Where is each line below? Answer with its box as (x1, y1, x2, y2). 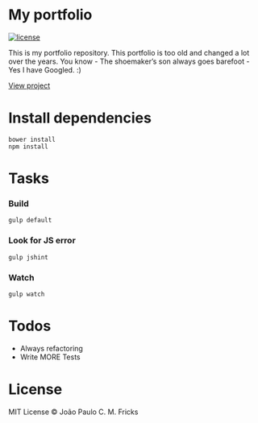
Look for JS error (8, 235, 77, 247)
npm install (8, 143, 48, 151)
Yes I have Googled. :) (8, 64, 82, 74)
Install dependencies (8, 109, 152, 127)
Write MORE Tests (19, 352, 81, 362)
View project (8, 81, 51, 90)
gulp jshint (8, 253, 48, 261)
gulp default (8, 216, 52, 225)
